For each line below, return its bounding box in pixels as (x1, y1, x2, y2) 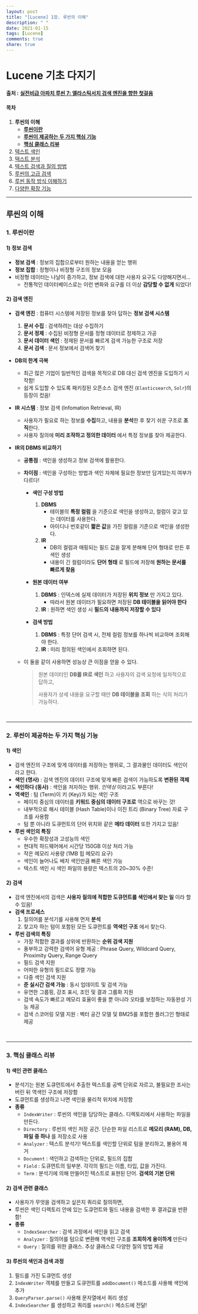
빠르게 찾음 (49, 565, 75, 573)
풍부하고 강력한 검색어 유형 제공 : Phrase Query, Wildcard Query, (23, 945, 176, 952)
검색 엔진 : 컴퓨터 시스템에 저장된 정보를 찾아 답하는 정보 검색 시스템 (14, 310, 170, 317)
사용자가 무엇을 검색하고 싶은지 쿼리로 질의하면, (14, 1199, 124, 1206)
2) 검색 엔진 (6, 295, 34, 303)
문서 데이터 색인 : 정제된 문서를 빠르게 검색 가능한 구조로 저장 (23, 337, 163, 344)
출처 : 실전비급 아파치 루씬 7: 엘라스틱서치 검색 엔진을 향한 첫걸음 (6, 89, 153, 96)
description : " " (6, 19, 49, 25)
